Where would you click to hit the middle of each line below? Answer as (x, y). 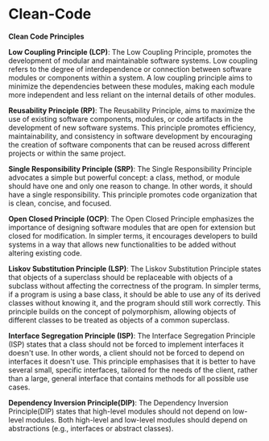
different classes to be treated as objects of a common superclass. (119, 320)
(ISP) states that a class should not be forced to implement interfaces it (126, 344)
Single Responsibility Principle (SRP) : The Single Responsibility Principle (130, 168)
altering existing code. (45, 253)
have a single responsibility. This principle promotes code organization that (133, 194)
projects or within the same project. (67, 153)
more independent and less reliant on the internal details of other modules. (132, 94)
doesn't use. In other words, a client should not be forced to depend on (126, 352)
